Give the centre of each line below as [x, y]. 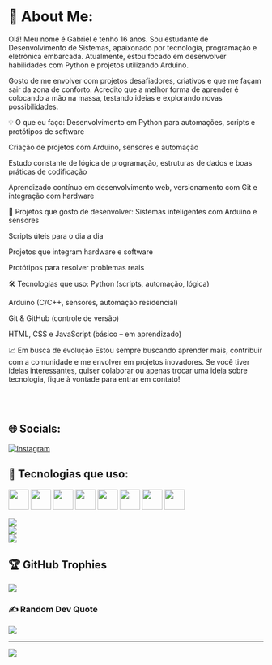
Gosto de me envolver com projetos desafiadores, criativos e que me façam [135, 80]
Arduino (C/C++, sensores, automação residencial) [93, 302]
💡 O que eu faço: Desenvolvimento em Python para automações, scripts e [132, 122]
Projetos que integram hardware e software [81, 252]
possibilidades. [34, 106]
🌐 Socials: [35, 429]
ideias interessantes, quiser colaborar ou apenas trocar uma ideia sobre [128, 370]
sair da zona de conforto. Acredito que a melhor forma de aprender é [123, 89]
